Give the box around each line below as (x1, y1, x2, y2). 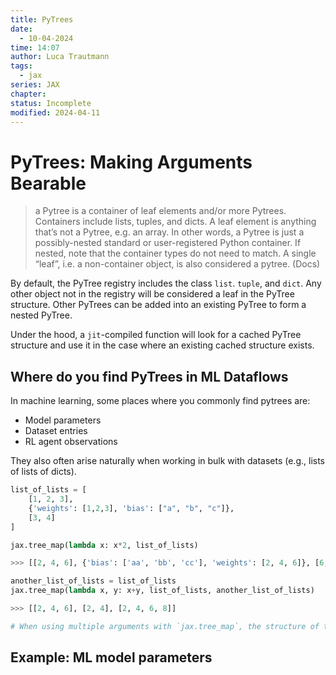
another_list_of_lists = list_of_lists (10, 576, 177, 586)
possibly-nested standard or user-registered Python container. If (34, 237, 302, 249)
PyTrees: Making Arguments (10, 151, 253, 173)
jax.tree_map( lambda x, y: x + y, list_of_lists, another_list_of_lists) (10, 586, 315, 596)
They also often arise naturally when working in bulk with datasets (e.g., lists (10, 455, 325, 467)
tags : (10, 61, 33, 71)
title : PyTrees (10, 14, 74, 25)
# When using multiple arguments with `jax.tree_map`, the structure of (10, 621, 320, 631)
